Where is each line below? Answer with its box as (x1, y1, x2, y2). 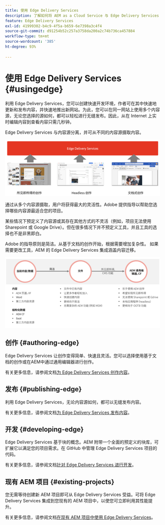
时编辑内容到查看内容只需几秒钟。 (5, 118, 74, 125)
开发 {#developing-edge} (5, 425, 84, 434)
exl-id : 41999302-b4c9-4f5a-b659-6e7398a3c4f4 (5, 24, 102, 29)
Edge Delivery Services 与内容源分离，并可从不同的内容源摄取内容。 (5, 129, 144, 135)
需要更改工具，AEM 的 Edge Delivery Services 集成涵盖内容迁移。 (5, 247, 138, 253)
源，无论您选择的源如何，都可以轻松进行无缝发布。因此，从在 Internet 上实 (5, 113, 157, 118)
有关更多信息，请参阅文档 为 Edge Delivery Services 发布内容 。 (5, 409, 133, 415)
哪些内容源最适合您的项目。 (9, 207, 65, 213)
